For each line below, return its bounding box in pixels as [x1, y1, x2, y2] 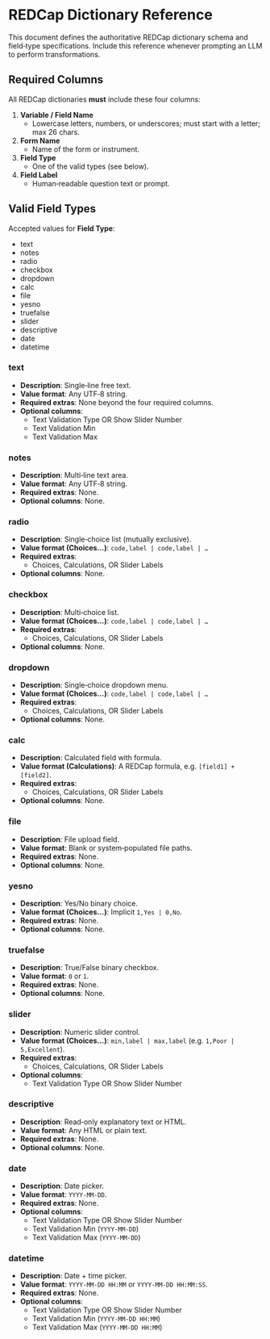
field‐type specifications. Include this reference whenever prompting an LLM [8, 40, 264, 50]
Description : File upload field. [19, 834, 119, 844]
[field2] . [19, 770, 52, 780]
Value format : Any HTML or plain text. [19, 1125, 147, 1135]
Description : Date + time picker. [19, 1271, 127, 1281]
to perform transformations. [8, 49, 101, 59]
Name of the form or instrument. [31, 144, 139, 154]
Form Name [19, 136, 60, 145]
